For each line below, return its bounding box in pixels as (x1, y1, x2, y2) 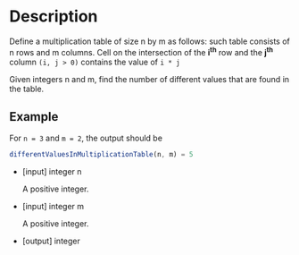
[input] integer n (21, 166, 82, 177)
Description (9, 6, 98, 27)
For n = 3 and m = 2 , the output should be (9, 132, 163, 144)
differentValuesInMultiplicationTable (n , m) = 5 (9, 150, 194, 159)
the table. (9, 83, 45, 94)
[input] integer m (21, 201, 85, 212)
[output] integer (21, 235, 80, 247)
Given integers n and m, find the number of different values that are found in (9, 73, 290, 84)
